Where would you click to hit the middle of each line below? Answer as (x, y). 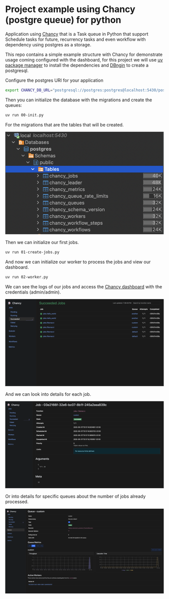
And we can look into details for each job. (48, 394)
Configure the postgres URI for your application (54, 80)
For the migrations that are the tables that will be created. (65, 125)
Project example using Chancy (70, 9)
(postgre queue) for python (63, 20)
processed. (17, 501)
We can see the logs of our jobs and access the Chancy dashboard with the (84, 287)
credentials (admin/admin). (33, 292)
